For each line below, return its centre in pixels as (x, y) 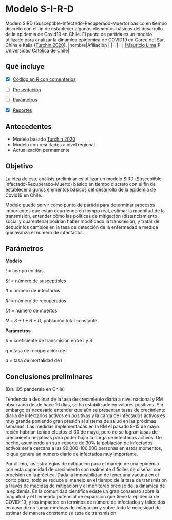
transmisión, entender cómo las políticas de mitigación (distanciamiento (81, 216)
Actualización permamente (41, 150)
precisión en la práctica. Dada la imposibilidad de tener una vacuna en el (82, 475)
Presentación (27, 89)
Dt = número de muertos (31, 311)
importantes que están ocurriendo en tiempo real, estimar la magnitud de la (85, 210)
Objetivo (19, 166)
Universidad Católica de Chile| (37, 50)
